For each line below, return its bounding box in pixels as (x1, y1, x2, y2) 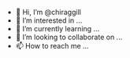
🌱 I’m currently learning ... (15, 24, 100, 33)
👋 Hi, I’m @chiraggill (15, 8, 81, 16)
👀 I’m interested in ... (15, 16, 83, 25)
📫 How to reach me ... (15, 42, 89, 50)
